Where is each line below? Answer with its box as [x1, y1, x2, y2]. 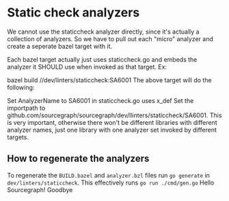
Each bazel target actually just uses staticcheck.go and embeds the [7, 55, 198, 63]
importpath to [7, 104, 46, 112]
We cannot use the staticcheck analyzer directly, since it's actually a [7, 27, 200, 36]
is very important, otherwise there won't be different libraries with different [7, 118, 217, 126]
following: [7, 83, 35, 91]
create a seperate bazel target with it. [7, 42, 113, 50]
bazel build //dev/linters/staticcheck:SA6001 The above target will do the [7, 75, 212, 84]
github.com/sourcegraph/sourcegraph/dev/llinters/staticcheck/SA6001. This [7, 111, 222, 119]
